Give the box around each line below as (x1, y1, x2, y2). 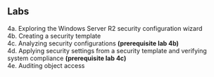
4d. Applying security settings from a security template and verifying (7, 46, 208, 55)
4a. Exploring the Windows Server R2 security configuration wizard (7, 24, 203, 32)
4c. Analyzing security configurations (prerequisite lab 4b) (7, 38, 180, 48)
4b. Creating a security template (7, 31, 101, 40)
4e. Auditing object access (7, 61, 85, 69)
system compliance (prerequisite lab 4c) (7, 54, 127, 62)
